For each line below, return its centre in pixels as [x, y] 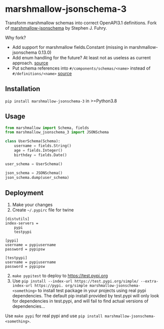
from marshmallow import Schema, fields [47, 128]
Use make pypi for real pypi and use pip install [54, 316]
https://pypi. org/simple [61, 286]
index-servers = [22, 223]
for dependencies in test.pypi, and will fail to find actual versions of [80, 301]
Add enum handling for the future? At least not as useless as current [82, 57]
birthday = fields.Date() [41, 155]
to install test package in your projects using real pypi [92, 290]
